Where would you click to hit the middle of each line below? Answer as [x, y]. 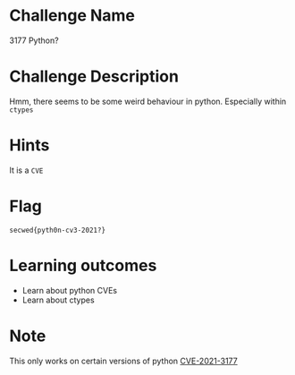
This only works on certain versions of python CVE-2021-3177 [124, 361]
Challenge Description [94, 77]
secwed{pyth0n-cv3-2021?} [57, 230]
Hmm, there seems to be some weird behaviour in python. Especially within [148, 101]
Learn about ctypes [59, 300]
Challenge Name [72, 16]
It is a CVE [26, 170]
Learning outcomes [83, 265]
